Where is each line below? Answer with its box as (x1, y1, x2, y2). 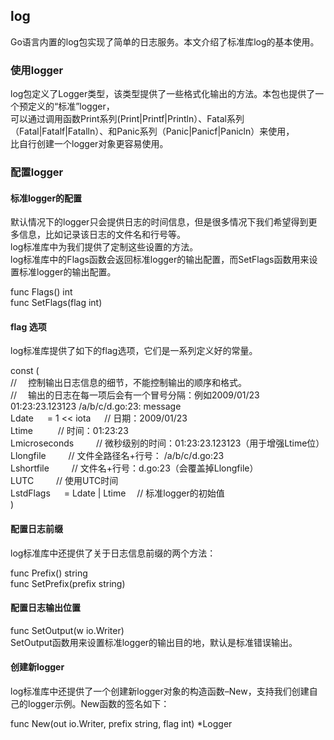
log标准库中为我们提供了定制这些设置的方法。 (10, 241, 199, 253)
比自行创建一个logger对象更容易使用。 (10, 138, 169, 150)
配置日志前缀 (10, 523, 63, 535)
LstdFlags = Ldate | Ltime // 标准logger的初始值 (10, 487, 225, 499)
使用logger (10, 63, 64, 77)
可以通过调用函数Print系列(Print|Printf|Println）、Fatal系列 (10, 113, 245, 125)
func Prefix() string (10, 567, 88, 579)
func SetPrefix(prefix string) (10, 577, 126, 589)
